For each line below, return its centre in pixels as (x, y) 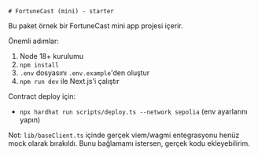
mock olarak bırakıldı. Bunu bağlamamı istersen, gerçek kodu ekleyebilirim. (129, 143)
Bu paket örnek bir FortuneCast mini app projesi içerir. (96, 26)
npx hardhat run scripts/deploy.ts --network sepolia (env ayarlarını (133, 111)
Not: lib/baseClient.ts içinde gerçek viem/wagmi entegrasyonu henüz (124, 135)
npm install (39, 65)
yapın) (30, 120)
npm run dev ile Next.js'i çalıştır (70, 81)
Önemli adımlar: (33, 41)
